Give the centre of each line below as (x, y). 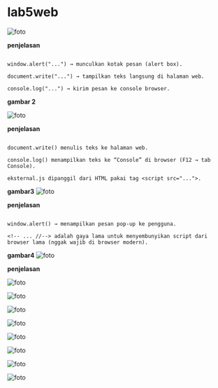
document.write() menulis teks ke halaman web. (78, 148)
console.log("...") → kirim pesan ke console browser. (89, 88)
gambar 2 (22, 102)
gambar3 (21, 191)
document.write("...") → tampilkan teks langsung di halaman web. (106, 76)
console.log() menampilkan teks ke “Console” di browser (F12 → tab (109, 160)
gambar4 (21, 255)
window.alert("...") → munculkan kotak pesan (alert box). (95, 64)
